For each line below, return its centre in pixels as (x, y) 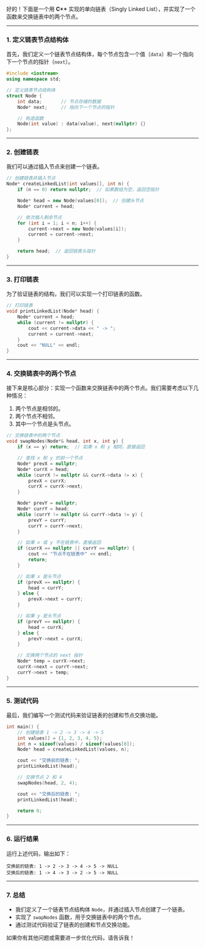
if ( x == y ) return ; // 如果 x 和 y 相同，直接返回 (81, 447)
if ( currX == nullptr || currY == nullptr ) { (76, 548)
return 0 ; (30, 811)
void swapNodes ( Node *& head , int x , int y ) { (65, 441)
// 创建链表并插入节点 (31, 178)
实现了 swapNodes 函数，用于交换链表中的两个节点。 (80, 917)
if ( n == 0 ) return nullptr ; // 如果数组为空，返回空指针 (88, 190)
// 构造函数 (31, 118)
